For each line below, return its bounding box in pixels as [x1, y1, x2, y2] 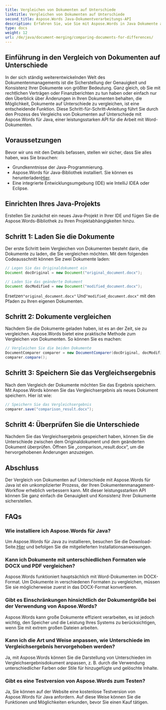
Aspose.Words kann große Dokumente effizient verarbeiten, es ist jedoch [5, 614, 155, 620]
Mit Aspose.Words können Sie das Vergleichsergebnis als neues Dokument [5, 387, 158, 393]
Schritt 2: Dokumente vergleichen [5, 313, 111, 321]
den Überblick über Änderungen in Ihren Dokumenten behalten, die [5, 95, 142, 101]
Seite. [5, 544, 17, 550]
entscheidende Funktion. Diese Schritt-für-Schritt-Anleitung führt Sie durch [5, 106, 159, 112]
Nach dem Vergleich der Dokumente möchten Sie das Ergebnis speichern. [5, 382, 157, 387]
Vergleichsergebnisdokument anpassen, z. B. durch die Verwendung [5, 659, 145, 665]
